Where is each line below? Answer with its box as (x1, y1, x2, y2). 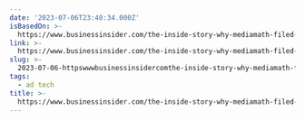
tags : (9, 72, 30, 81)
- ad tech (17, 80, 54, 89)
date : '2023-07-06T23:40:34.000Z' (9, 13, 141, 23)
